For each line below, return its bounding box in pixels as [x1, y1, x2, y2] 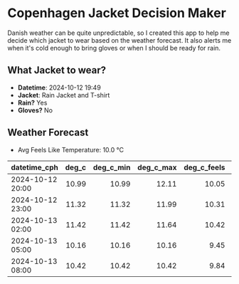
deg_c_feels [184, 162, 225, 172]
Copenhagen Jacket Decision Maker [7, 5, 226, 21]
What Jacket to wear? [7, 64, 107, 76]
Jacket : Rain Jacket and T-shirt [17, 90, 110, 99]
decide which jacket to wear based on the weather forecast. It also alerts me [7, 36, 232, 44]
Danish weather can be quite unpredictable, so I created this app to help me [7, 28, 230, 37]
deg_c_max [137, 162, 177, 172]
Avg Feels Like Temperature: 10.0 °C [17, 145, 124, 154]
